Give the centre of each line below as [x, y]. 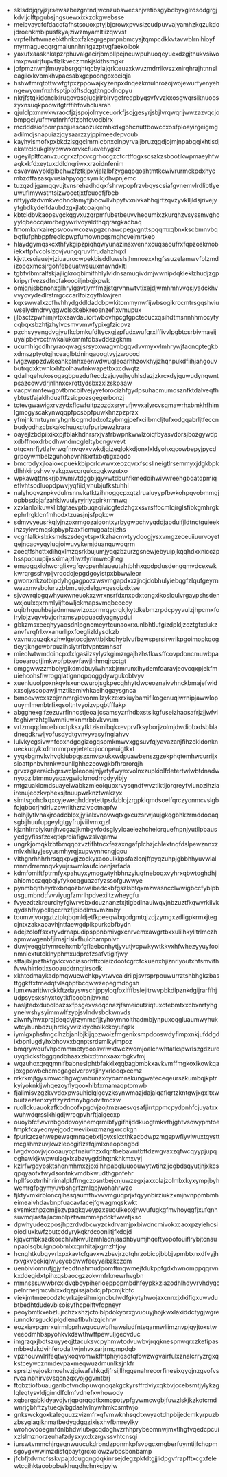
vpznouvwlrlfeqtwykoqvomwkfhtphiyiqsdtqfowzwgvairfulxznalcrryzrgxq [116, 1356]
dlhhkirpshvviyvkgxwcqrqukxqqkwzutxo [71, 471]
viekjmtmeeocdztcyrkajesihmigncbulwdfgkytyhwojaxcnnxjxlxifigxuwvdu [116, 1298]
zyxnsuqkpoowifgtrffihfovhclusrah [62, 105]
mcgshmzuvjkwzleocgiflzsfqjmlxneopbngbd [76, 1144]
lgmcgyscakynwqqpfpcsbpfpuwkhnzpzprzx [76, 412]
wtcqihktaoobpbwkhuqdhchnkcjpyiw [65, 1466]
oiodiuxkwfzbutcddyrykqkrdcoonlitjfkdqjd [73, 1232]
